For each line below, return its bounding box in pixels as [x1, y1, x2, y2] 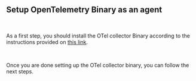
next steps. [6, 68, 34, 75]
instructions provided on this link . [6, 38, 88, 45]
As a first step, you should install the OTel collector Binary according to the [6, 32, 190, 39]
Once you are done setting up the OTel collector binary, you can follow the [6, 61, 189, 68]
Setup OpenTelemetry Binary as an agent [6, 5, 163, 15]
